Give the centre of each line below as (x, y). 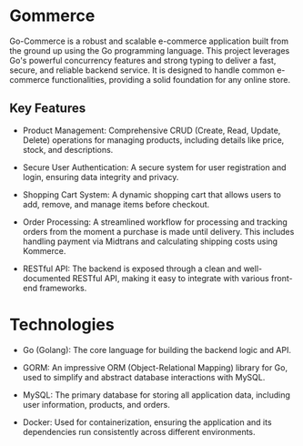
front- (282, 278)
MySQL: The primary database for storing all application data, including (157, 395)
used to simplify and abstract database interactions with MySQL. (144, 377)
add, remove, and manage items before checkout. (116, 204)
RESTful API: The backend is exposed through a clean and (132, 269)
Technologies (62, 324)
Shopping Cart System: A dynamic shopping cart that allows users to (152, 194)
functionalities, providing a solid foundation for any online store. (171, 79)
